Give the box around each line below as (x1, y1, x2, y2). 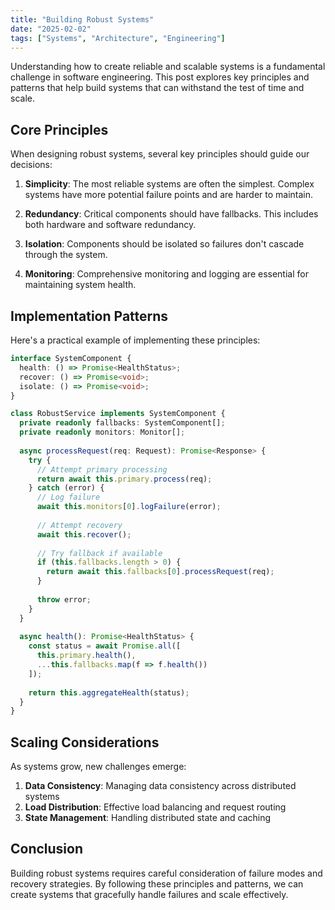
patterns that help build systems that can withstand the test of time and (10, 82, 305, 94)
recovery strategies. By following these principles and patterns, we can (10, 877, 304, 890)
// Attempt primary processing (36, 464, 168, 475)
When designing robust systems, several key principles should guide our (10, 148, 310, 160)
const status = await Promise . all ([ (28, 641, 182, 651)
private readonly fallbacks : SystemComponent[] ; (19, 418, 226, 428)
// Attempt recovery (36, 520, 123, 530)
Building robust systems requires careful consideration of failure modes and (10, 867, 323, 879)
